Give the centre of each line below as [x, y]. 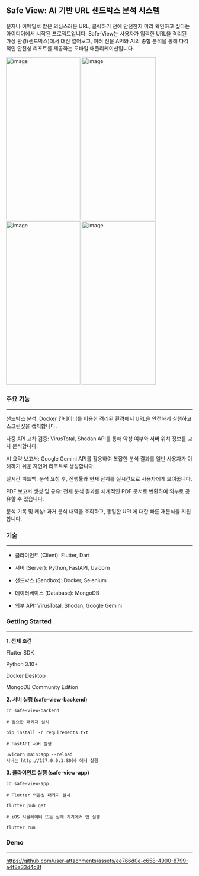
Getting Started [29, 621]
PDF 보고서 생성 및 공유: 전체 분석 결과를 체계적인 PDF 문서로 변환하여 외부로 [95, 491]
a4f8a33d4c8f [24, 867]
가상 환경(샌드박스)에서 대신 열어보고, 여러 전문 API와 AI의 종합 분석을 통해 [92, 41]
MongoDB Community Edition [42, 687]
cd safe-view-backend [33, 710]
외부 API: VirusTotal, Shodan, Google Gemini [68, 606]
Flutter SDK [20, 652]
